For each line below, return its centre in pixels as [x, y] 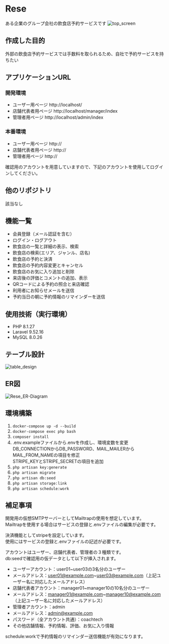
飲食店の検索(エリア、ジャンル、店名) [51, 253]
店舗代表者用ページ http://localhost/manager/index [65, 111]
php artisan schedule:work [41, 489]
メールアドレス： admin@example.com [53, 613]
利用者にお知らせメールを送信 [43, 291]
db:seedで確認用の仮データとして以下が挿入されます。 [62, 559]
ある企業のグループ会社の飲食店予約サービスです [56, 23]
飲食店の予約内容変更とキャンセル [48, 265]
